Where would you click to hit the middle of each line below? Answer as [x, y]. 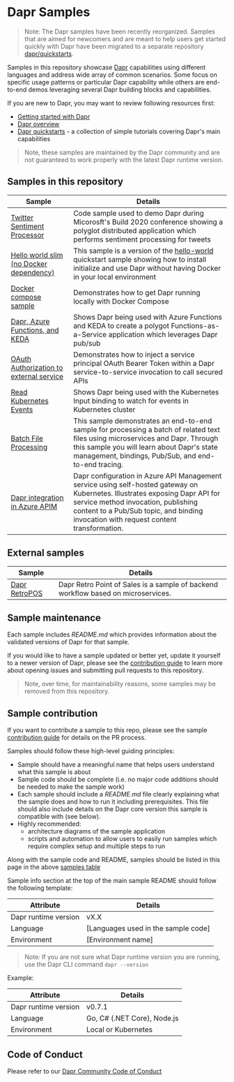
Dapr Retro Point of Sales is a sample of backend [138, 584]
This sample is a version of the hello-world [143, 251]
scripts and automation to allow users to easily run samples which [122, 839]
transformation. [98, 528]
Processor [28, 235]
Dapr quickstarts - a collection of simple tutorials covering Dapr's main [119, 131]
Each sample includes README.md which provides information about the [112, 635]
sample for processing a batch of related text [147, 429]
